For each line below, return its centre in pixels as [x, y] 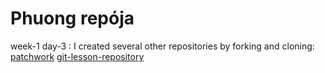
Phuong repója [72, 18]
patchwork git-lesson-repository [77, 56]
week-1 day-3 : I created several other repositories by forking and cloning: [162, 46]
